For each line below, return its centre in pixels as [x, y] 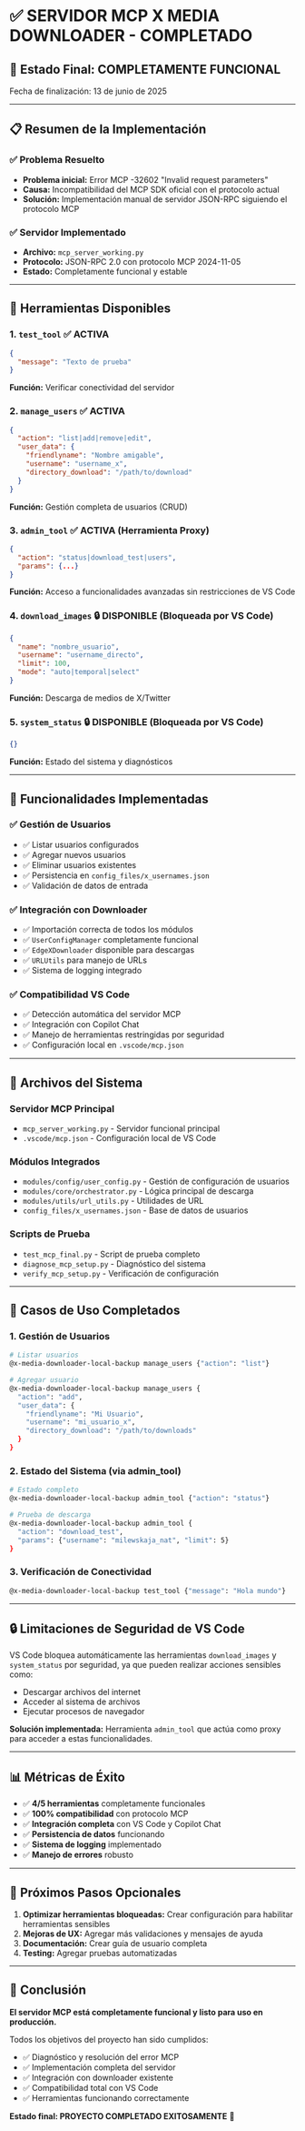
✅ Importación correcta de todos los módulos [108, 930]
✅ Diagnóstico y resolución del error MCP [101, 2056]
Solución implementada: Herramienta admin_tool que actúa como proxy [145, 1729]
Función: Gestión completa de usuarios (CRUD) [98, 507]
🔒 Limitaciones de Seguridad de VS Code [127, 1628]
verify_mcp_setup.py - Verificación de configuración [121, 1273]
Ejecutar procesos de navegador [84, 1712]
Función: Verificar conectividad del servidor [92, 388]
